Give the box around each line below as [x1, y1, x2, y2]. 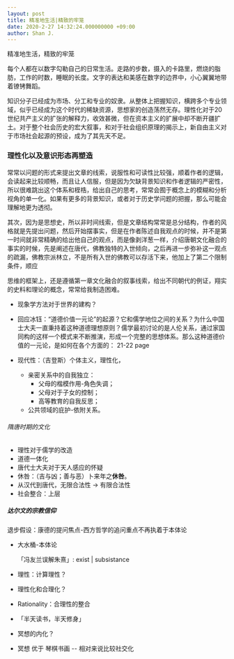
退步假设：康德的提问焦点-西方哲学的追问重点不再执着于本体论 [7, 525, 187, 534]
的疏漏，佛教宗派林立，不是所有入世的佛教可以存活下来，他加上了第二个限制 [7, 253, 227, 261]
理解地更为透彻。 [7, 203, 56, 212]
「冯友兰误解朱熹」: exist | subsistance [17, 555, 130, 563]
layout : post [7, 10, 45, 17]
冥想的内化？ [17, 629, 54, 637]
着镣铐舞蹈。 [7, 82, 44, 91]
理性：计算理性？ [17, 570, 67, 578]
